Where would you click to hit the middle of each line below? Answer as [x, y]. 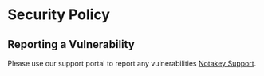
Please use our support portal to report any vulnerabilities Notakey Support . [132, 63]
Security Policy [59, 15]
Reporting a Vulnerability [71, 44]
